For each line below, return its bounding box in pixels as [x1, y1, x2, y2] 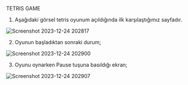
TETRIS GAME [6, 5, 41, 12]
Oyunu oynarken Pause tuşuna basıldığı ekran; [14, 61, 127, 68]
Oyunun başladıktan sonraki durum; [14, 39, 102, 45]
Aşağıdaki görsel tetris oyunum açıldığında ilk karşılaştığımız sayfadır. [14, 16, 183, 23]
